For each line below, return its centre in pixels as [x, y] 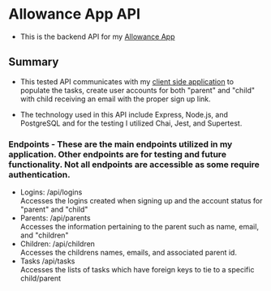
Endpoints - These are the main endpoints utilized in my [120, 144]
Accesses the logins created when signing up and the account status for [141, 201]
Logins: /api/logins [51, 192]
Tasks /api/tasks [47, 261]
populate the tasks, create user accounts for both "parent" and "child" [138, 90]
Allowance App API [74, 14]
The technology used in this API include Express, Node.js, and [124, 114]
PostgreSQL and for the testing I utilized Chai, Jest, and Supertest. [131, 123]
